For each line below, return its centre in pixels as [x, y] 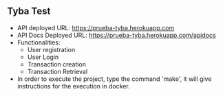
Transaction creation [56, 64]
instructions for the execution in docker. [73, 86]
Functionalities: [39, 42]
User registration [51, 49]
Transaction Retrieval [57, 71]
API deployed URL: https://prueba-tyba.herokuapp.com [96, 27]
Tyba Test [29, 11]
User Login [43, 57]
